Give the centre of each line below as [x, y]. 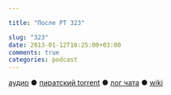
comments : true [34, 52]
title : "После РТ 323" [47, 23]
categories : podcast [43, 60]
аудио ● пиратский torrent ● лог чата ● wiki [86, 83]
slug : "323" [28, 37]
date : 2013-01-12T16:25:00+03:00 [65, 45]
